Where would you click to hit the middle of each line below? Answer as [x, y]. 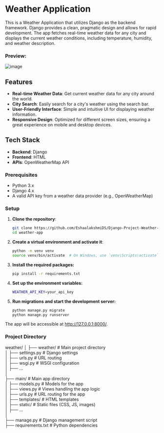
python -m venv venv [33, 251]
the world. [22, 99]
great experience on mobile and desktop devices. [62, 125]
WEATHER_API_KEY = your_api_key [43, 292]
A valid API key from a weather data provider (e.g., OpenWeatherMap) [82, 196]
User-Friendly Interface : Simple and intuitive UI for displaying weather [83, 109]
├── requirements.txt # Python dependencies [51, 425]
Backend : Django [30, 152]
